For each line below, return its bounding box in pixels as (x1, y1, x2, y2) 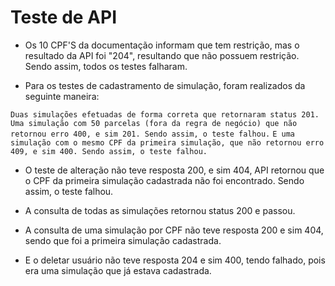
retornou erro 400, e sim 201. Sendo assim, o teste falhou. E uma (10, 129, 295, 139)
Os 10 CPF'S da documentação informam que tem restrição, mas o (24, 39, 300, 51)
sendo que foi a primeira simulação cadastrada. (24, 234, 222, 246)
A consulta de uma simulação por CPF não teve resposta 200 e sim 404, (24, 224, 324, 236)
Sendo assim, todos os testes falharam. (24, 60, 188, 72)
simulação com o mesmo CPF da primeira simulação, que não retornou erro (10, 137, 325, 148)
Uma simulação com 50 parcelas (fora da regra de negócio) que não (10, 118, 298, 128)
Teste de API (10, 6, 118, 29)
